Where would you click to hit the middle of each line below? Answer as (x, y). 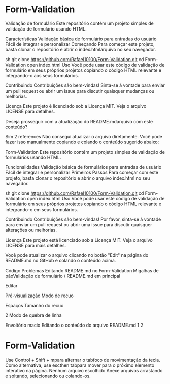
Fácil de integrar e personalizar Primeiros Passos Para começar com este (82, 172)
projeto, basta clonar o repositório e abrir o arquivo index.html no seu (78, 178)
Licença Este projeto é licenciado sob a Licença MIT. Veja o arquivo (76, 106)
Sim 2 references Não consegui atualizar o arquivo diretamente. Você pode (84, 136)
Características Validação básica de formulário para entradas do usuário (81, 39)
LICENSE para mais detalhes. (36, 245)
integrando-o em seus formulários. (42, 209)
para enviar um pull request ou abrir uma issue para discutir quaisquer (79, 224)
